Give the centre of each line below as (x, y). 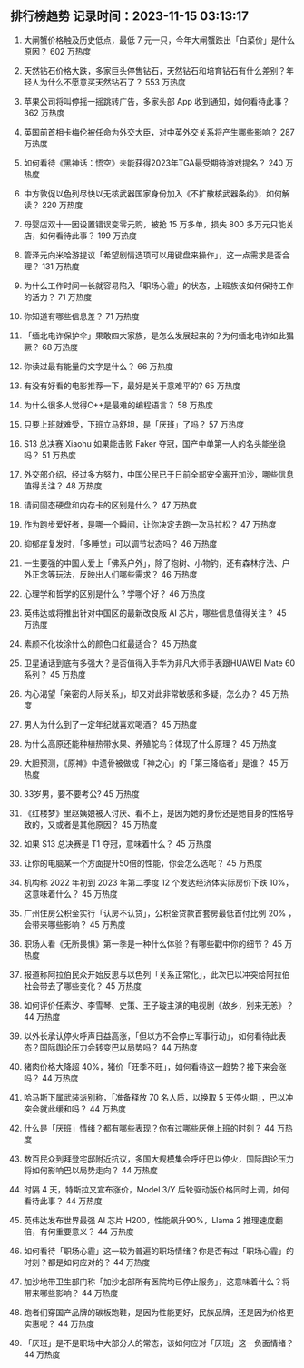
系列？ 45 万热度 (55, 674)
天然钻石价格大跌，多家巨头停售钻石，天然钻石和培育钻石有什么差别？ (155, 70)
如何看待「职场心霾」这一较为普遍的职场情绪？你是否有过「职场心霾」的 (158, 1251)
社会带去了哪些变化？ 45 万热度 (83, 986)
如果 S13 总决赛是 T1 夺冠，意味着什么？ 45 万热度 (118, 843)
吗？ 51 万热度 (49, 455)
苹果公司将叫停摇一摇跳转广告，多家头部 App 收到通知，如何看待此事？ (157, 101)
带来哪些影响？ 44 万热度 (71, 1293)
